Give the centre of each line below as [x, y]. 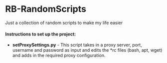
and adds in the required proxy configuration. [59, 56]
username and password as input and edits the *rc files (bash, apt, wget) [87, 50]
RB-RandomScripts [46, 9]
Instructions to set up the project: [41, 34]
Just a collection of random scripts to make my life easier [64, 23]
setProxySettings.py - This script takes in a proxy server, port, [77, 45]
